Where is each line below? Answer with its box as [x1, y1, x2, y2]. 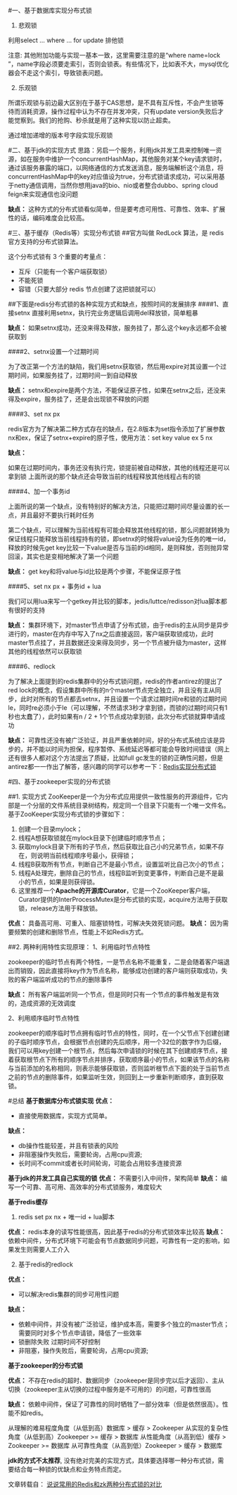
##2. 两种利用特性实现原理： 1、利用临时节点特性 [8, 943, 150, 951]
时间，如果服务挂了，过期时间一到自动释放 [13, 371, 138, 379]
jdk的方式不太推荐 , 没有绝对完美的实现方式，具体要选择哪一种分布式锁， [8, 1456, 218, 1465]
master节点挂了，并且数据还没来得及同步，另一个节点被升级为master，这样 [8, 639, 227, 647]
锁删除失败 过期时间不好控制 [18, 1337, 101, 1346]
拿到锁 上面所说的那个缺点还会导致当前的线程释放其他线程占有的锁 [8, 472, 201, 481]
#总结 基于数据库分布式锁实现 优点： [8, 1097, 115, 1105]
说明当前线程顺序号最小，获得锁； [37, 851, 136, 860]
